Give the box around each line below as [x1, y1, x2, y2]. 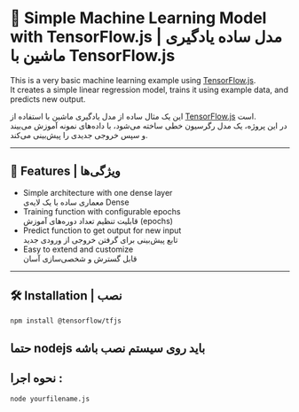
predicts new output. [10, 93, 86, 105]
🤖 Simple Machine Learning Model [10, 8, 267, 28]
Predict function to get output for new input [22, 225, 182, 236]
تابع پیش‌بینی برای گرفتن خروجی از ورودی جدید [22, 234, 178, 245]
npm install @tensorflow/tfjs [10, 316, 122, 325]
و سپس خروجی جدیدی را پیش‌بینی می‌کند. [10, 129, 148, 140]
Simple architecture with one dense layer [22, 187, 173, 198]
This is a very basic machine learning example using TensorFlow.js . [10, 74, 256, 85]
